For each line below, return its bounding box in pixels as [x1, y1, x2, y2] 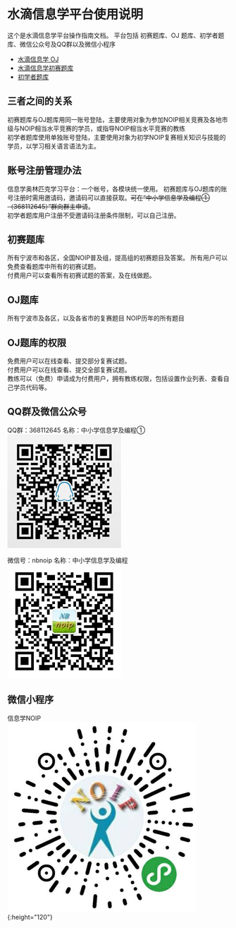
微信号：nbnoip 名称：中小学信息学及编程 [7, 555, 128, 565]
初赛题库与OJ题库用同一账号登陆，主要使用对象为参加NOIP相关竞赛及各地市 [7, 115, 228, 123]
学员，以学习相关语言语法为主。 [7, 142, 100, 150]
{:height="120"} [7, 912, 53, 921]
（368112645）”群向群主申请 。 [7, 202, 95, 210]
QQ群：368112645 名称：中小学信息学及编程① [7, 426, 146, 434]
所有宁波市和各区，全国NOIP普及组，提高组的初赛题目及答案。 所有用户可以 [7, 253, 228, 262]
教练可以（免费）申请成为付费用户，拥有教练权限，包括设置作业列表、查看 [7, 375, 223, 382]
